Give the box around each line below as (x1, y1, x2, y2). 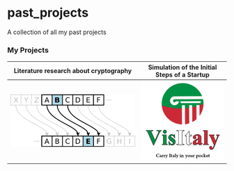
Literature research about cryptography (13, 67, 132, 75)
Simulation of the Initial (148, 63, 217, 71)
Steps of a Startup (155, 70, 210, 79)
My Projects (7, 45, 49, 55)
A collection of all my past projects (7, 28, 107, 36)
